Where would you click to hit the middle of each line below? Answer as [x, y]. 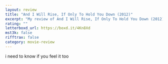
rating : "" [16, 24]
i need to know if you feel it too [37, 56]
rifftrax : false [22, 38]
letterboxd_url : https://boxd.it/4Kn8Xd [48, 28]
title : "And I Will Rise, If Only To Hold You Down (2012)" [69, 14]
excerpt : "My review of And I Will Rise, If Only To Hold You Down [77, 19]
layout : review [21, 10]
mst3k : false [19, 33]
